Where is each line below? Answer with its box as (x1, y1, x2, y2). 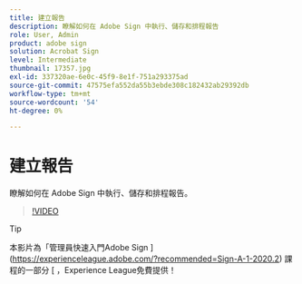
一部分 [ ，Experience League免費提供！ (24, 265, 177, 276)
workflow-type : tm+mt (9, 89, 92, 98)
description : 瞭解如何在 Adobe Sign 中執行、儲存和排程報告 (9, 22, 219, 31)
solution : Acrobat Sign (9, 47, 100, 56)
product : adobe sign (9, 38, 88, 48)
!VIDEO (31, 206, 59, 217)
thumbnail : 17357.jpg (9, 64, 92, 73)
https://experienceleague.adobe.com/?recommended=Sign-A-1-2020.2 (12, 253, 279, 264)
